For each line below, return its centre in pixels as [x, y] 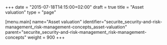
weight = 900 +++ [46, 37]
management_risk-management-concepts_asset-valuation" [66, 27]
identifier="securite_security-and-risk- [123, 22]
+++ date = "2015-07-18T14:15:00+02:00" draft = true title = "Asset [74, 7]
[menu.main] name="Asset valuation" [44, 22]
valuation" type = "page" [31, 12]
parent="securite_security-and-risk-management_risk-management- [76, 32]
